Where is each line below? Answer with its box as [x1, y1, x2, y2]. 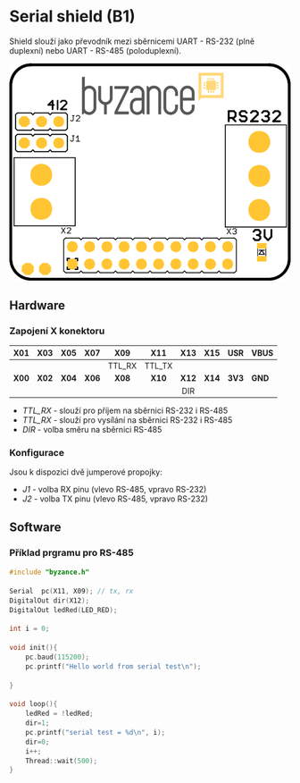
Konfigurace [9, 447, 65, 459]
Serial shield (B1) [9, 6, 136, 27]
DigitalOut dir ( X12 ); [9, 596, 90, 605]
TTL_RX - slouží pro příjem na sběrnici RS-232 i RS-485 [21, 405, 229, 417]
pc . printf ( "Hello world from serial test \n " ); [25, 661, 202, 671]
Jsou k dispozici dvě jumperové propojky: [9, 467, 162, 477]
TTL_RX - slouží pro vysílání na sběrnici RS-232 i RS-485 [21, 415, 233, 425]
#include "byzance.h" [9, 568, 90, 577]
